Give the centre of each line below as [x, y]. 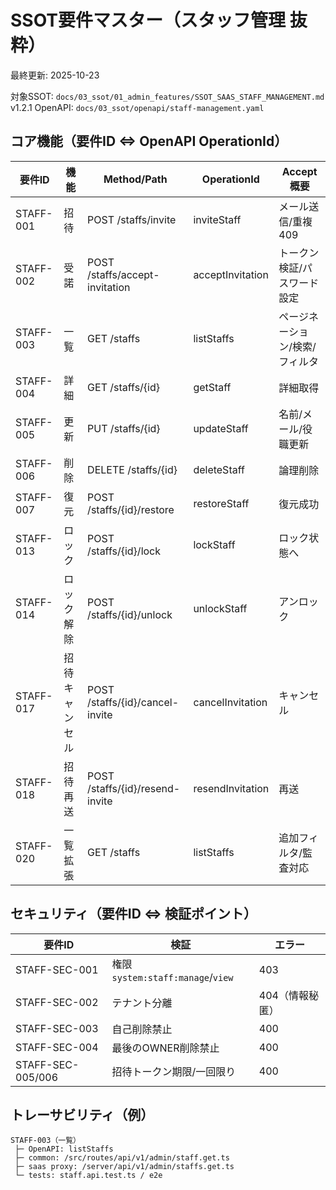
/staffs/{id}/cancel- [133, 702]
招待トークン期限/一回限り [174, 1071]
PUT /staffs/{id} [124, 428]
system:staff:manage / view [172, 977]
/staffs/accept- [123, 274]
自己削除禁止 [142, 1029]
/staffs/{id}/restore [131, 509]
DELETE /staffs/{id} [132, 469]
